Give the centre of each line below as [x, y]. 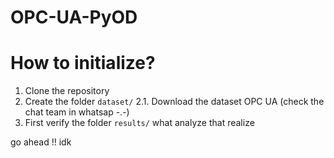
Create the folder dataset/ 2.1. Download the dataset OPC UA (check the [174, 102]
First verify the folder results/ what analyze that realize [139, 123]
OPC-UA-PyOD [74, 17]
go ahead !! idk [41, 142]
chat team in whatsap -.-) [77, 112]
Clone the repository [67, 91]
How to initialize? [83, 63]
